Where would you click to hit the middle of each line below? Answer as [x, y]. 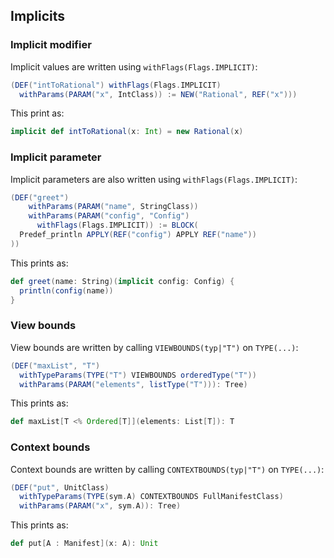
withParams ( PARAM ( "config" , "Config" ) [109, 216]
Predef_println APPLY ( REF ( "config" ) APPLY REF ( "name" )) [138, 235]
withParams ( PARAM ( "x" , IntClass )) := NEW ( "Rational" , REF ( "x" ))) [158, 94]
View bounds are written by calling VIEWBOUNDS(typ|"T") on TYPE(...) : [154, 347]
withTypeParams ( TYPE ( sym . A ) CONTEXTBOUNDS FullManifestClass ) [151, 497]
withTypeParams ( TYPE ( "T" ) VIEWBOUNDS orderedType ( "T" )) [138, 375]
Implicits [38, 16]
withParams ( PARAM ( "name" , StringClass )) [113, 207]
